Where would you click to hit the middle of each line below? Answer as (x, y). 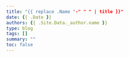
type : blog (20, 28)
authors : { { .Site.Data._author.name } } (57, 23)
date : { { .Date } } (29, 17)
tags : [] (17, 34)
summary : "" (21, 39)
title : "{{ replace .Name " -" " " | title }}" (65, 12)
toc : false (20, 45)
